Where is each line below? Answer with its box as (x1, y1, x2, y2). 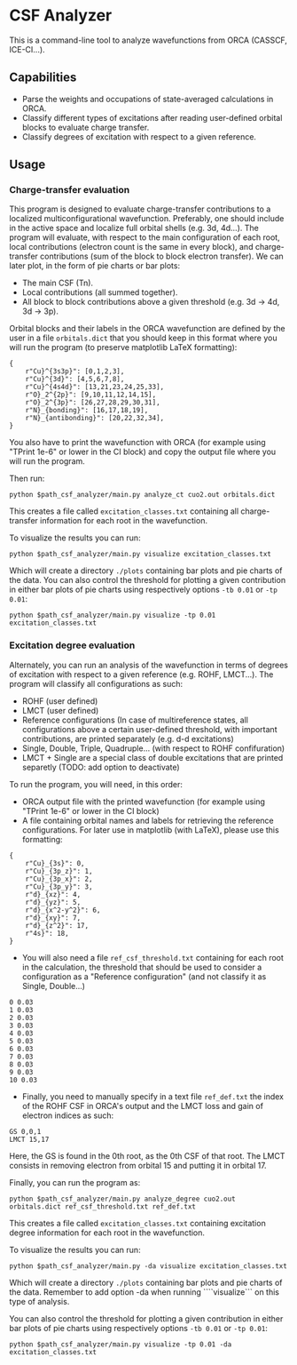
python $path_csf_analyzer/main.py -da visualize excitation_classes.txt (9, 1261, 288, 1271)
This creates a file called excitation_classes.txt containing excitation (9, 1217, 266, 1228)
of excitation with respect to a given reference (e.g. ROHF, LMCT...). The (9, 668, 274, 680)
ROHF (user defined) (21, 695, 98, 706)
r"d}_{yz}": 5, (25, 898, 82, 906)
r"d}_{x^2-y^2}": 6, (25, 906, 101, 914)
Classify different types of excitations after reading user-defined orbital (21, 112, 283, 123)
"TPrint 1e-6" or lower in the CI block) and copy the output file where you (9, 446, 277, 458)
